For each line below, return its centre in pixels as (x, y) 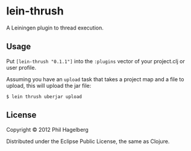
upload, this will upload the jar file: (49, 85)
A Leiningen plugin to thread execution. (55, 28)
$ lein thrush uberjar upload (44, 97)
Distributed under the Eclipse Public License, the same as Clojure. (88, 141)
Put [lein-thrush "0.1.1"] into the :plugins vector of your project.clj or (95, 61)
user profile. (21, 67)
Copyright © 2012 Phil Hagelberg (47, 129)
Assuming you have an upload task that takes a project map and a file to (95, 79)
